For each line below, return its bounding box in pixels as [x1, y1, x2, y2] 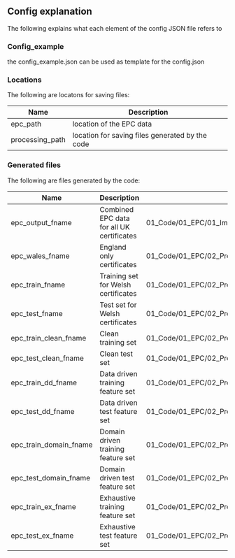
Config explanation [7, 6, 92, 17]
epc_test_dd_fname [10, 406, 75, 416]
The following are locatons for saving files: [7, 91, 130, 99]
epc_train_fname [10, 280, 66, 289]
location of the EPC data [72, 119, 152, 129]
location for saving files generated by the [72, 131, 208, 141]
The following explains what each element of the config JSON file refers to [7, 24, 222, 32]
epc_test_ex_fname [10, 531, 74, 541]
